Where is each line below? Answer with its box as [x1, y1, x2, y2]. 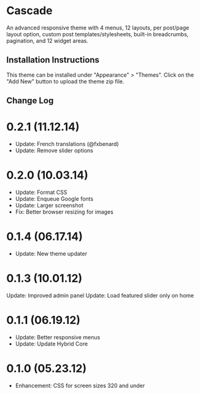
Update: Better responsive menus [15, 333, 101, 341]
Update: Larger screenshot [15, 202, 84, 209]
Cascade [6, 4, 53, 18]
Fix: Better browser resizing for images [15, 208, 113, 215]
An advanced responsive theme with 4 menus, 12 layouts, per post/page [6, 24, 190, 31]
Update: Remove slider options [15, 147, 93, 154]
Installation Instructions [6, 55, 100, 65]
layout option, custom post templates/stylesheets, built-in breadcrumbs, [6, 30, 189, 37]
